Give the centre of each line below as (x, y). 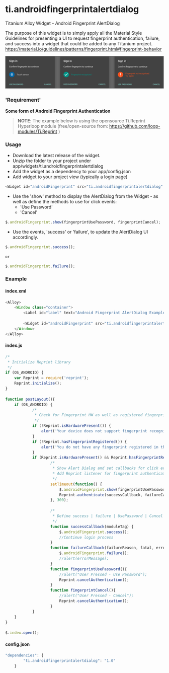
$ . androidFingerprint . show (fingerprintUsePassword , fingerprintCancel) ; (83, 222)
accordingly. (25, 237)
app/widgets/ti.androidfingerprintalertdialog (58, 166)
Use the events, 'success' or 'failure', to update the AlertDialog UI (80, 232)
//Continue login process (86, 537)
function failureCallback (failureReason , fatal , (102, 548)
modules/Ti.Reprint (37, 131)
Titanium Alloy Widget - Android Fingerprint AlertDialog (63, 23)
